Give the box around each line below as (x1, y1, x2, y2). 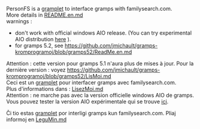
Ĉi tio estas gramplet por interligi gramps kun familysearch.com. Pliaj (6, 110, 176, 116)
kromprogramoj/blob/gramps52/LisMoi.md (6, 73, 111, 79)
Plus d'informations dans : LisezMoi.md (6, 85, 104, 92)
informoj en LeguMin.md (6, 116, 67, 123)
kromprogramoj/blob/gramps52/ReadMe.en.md (14, 48, 132, 56)
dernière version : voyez (6, 66, 66, 73)
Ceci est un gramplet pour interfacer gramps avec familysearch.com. (6, 79, 177, 86)
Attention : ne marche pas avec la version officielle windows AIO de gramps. (6, 92, 195, 99)
